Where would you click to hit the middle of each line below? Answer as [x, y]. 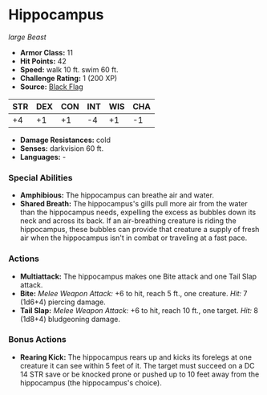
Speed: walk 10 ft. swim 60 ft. [69, 69]
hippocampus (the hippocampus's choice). [91, 382]
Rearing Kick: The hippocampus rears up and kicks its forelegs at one [136, 357]
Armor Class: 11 [47, 52]
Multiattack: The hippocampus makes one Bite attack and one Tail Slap [138, 276]
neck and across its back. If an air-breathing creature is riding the [128, 221]
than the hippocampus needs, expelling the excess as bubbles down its [138, 212]
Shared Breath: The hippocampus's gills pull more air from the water [133, 204]
